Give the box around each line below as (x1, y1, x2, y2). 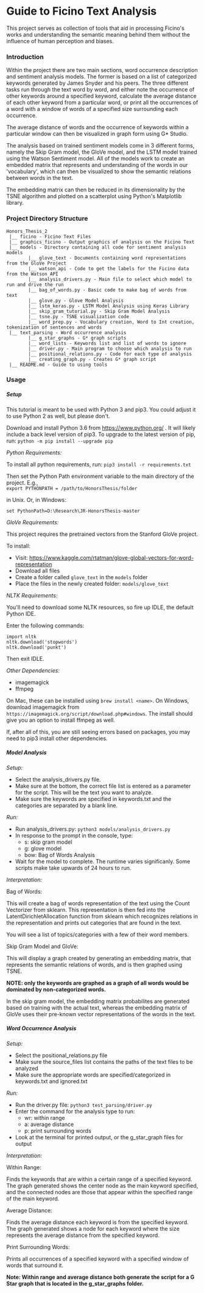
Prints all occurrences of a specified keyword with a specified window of (6, 1255, 189, 1263)
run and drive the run (6, 282, 64, 288)
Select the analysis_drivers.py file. (15, 776, 101, 783)
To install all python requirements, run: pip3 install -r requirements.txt (6, 461, 191, 468)
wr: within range (24, 1114, 65, 1122)
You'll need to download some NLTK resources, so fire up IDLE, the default (6, 604, 194, 611)
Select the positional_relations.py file (15, 1052, 108, 1059)
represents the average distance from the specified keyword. (6, 1231, 160, 1239)
